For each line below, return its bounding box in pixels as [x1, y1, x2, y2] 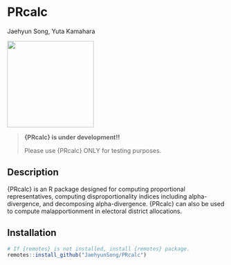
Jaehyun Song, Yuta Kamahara [7, 27, 95, 35]
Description [7, 167, 59, 179]
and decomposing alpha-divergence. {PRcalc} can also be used [42, 199, 225, 208]
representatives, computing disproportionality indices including [7, 192, 187, 201]
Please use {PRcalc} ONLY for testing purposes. [24, 146, 162, 154]
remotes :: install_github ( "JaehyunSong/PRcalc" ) [7, 252, 147, 259]
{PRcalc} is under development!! [24, 133, 120, 141]
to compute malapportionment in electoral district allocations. [7, 207, 183, 215]
